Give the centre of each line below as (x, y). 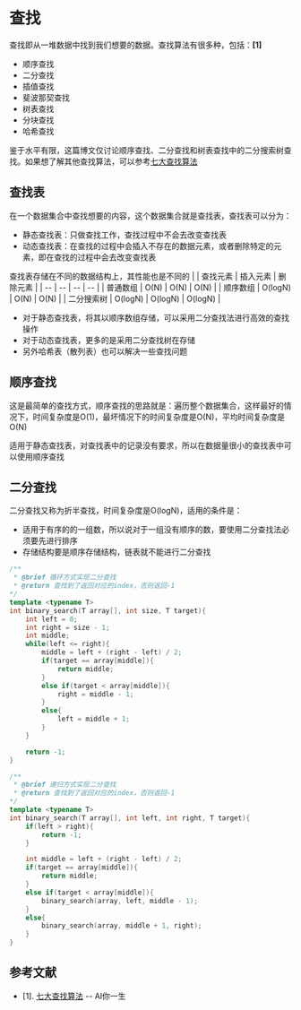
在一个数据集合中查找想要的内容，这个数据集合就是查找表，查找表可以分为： (150, 215)
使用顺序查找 (40, 456)
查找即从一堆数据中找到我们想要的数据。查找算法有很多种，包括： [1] (136, 45)
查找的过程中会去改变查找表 (105, 257)
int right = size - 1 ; (68, 627)
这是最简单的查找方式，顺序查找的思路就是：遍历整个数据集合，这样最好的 (146, 405)
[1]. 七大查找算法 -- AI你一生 (74, 996)
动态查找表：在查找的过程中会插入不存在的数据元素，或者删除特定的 (148, 246)
